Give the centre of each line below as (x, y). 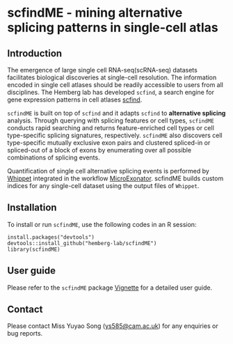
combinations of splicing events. (54, 157)
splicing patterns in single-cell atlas (113, 28)
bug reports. (25, 334)
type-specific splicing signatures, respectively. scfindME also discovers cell (115, 135)
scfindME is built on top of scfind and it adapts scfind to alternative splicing (116, 113)
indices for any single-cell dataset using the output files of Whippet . (103, 186)
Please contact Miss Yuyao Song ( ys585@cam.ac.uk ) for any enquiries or (113, 326)
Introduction (35, 53)
